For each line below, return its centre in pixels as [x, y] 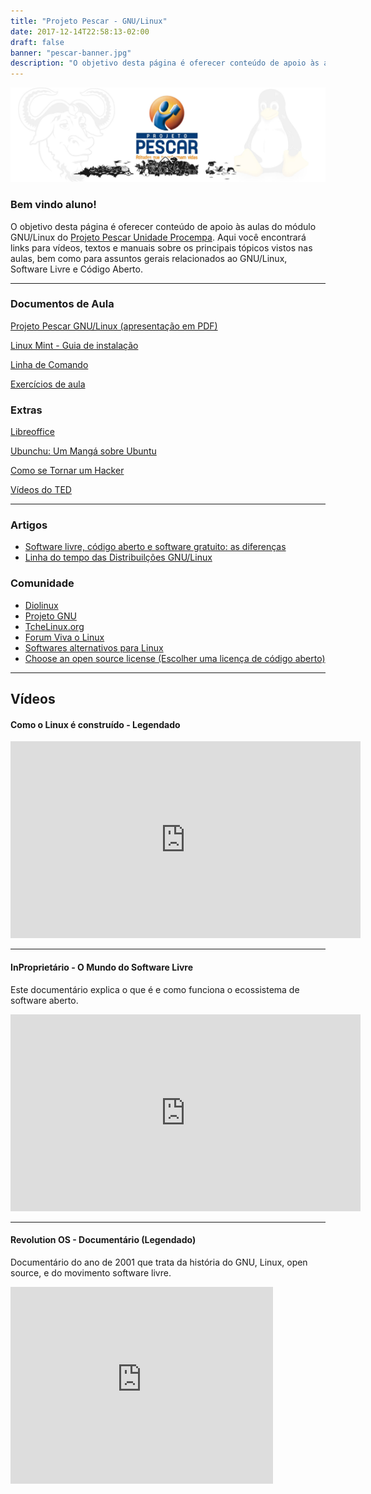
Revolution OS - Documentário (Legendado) [103, 1240]
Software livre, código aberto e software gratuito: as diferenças [155, 547]
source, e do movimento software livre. [91, 1272]
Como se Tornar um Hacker [67, 471]
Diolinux [41, 605]
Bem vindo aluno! [53, 205]
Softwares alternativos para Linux [94, 647]
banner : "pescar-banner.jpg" [71, 53]
